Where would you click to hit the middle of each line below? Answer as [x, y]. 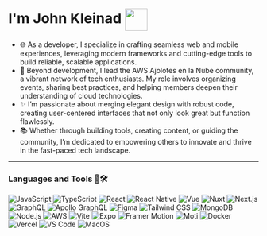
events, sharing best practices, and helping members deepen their [129, 87]
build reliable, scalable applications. [78, 62]
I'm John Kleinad [65, 19]
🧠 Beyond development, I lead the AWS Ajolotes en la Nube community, [137, 70]
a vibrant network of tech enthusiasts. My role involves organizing [128, 79]
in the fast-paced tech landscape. [75, 150]
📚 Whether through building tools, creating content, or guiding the [129, 130]
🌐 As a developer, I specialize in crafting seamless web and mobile [129, 44]
